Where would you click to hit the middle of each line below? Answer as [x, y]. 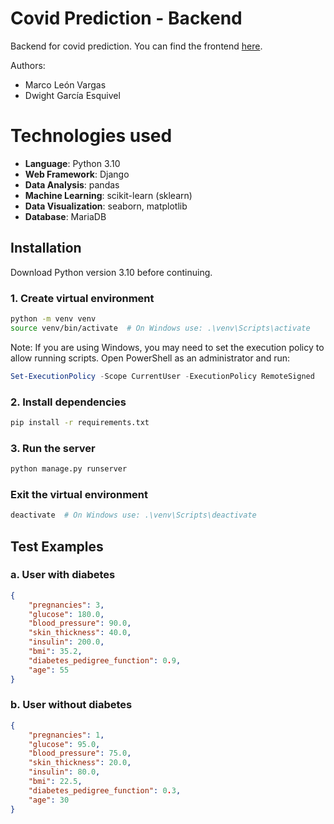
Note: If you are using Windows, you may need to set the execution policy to [167, 347]
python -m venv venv [53, 318]
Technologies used [91, 136]
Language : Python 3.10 [72, 163]
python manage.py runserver [69, 469]
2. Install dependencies [68, 402]
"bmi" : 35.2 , [55, 652]
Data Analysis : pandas [72, 184]
